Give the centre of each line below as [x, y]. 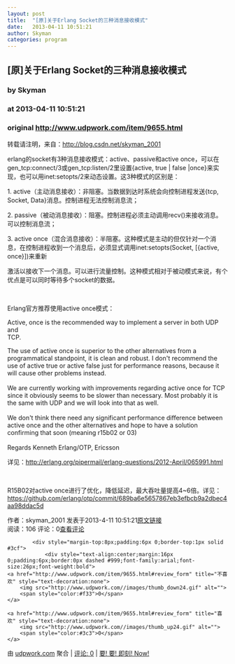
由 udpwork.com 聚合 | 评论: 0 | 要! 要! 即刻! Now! [78, 653]
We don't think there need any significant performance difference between [115, 417]
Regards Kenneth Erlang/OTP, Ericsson [64, 447]
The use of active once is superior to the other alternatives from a [102, 350]
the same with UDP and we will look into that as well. [83, 403]
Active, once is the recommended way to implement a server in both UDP [113, 322]
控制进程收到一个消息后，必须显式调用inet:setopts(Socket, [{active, [122, 247]
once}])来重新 [27, 256]
